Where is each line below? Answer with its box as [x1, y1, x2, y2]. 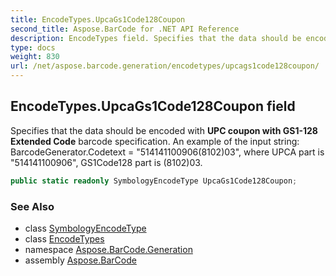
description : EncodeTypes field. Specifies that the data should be [10, 33, 302, 43]
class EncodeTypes [24, 232, 105, 245]
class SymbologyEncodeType [24, 222, 147, 234]
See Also [10, 199, 55, 213]
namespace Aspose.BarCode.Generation [24, 243, 193, 255]
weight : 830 [10, 52, 60, 62]
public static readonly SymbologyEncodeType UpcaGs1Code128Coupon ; [10, 176, 298, 186]
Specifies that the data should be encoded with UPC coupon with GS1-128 [10, 124, 318, 136]
